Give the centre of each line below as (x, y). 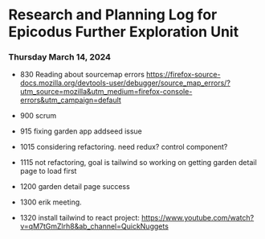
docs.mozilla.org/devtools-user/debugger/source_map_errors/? (125, 83)
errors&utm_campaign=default (71, 100)
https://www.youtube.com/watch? (198, 218)
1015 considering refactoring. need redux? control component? (124, 147)
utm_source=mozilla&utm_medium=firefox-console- (106, 92)
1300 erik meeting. (51, 202)
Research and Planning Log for (113, 15)
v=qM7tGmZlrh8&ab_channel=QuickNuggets (94, 226)
